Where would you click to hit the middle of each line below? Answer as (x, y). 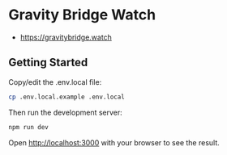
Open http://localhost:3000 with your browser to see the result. (114, 142)
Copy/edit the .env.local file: (55, 82)
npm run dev (28, 127)
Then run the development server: (66, 112)
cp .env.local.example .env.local (67, 97)
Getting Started (48, 63)
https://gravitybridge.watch (66, 37)
